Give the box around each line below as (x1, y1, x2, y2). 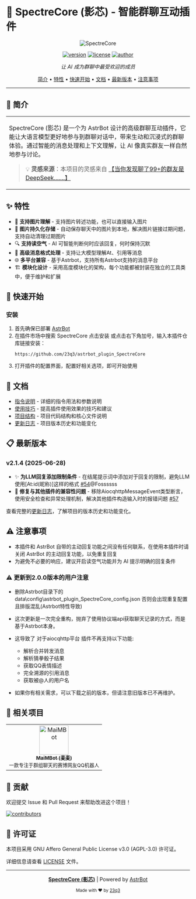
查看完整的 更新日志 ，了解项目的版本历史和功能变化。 (6, 507, 134, 514)
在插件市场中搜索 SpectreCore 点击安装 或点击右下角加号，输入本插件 (14, 332, 183, 340)
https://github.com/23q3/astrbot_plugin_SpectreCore (14, 351, 146, 357)
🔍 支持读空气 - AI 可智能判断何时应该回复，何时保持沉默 (14, 240, 150, 247)
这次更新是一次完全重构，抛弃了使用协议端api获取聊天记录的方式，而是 (14, 615, 185, 622)
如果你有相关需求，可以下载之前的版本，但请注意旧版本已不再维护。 (14, 689, 178, 696)
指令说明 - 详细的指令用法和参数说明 (14, 398, 102, 405)
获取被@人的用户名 (23, 676, 70, 683)
